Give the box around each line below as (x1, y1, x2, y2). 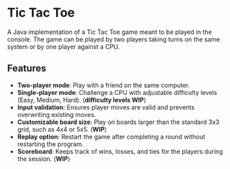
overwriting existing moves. (17, 110, 96, 118)
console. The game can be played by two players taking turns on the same (7, 35, 220, 43)
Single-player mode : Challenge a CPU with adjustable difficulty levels (17, 88, 218, 96)
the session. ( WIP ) (17, 154, 71, 163)
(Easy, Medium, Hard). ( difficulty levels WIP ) (17, 96, 147, 104)
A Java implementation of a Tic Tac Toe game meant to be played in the (7, 28, 213, 36)
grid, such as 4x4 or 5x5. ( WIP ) (17, 125, 107, 133)
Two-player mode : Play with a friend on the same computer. (17, 81, 191, 89)
